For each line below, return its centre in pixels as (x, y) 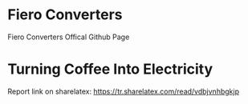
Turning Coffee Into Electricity (110, 69)
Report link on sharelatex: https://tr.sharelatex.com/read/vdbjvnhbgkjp (124, 91)
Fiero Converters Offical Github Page (69, 37)
